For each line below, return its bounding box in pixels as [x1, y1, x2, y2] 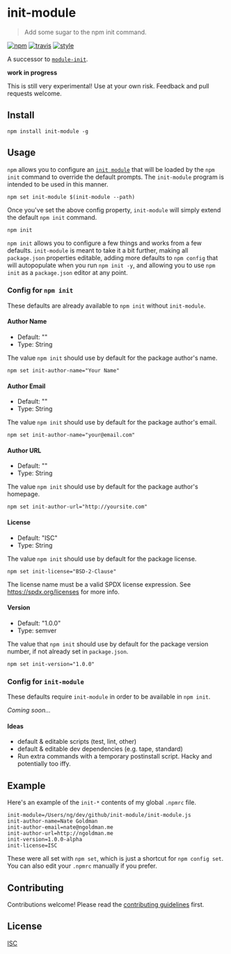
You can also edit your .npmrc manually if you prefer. [7, 861, 158, 870]
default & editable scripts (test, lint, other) [17, 738, 137, 746]
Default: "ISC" [17, 534, 58, 542]
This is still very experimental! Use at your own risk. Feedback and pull [7, 81, 209, 90]
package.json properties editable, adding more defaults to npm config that [7, 253, 218, 262]
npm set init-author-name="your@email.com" [7, 431, 136, 439]
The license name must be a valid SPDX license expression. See [7, 580, 191, 589]
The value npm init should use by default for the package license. [7, 555, 197, 563]
